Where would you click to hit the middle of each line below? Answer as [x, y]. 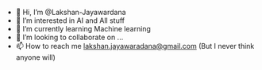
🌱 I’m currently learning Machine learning [83, 29]
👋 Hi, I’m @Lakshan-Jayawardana [71, 12]
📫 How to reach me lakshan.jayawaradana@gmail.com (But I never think [135, 46]
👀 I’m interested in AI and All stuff [70, 20]
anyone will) [35, 57]
